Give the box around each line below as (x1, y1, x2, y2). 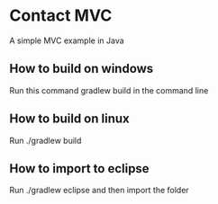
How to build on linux (9, 111, 130, 127)
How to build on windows (9, 61, 154, 76)
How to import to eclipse (9, 161, 150, 176)
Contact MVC (9, 5, 113, 26)
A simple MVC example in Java (9, 35, 124, 46)
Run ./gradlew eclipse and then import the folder (9, 185, 189, 196)
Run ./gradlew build (9, 135, 82, 146)
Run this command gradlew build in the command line (9, 84, 209, 95)
